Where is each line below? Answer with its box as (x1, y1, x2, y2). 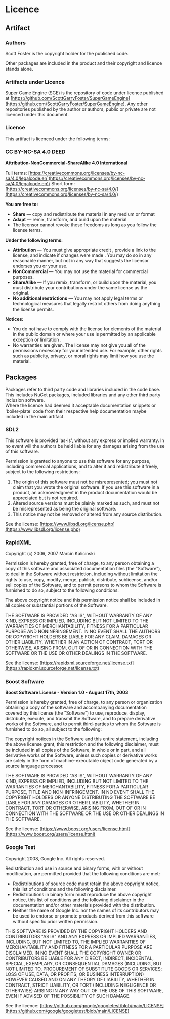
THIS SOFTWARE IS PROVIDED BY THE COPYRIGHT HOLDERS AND (5, 928, 148, 934)
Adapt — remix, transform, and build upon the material (12, 216, 127, 222)
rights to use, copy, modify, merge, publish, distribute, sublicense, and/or (5, 576, 158, 583)
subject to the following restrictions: (5, 468, 80, 475)
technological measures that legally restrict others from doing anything (12, 300, 161, 307)
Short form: (51, 180, 75, 186)
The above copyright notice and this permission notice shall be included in (5, 597, 160, 603)
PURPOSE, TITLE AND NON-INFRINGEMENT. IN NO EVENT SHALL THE (5, 789, 154, 795)
